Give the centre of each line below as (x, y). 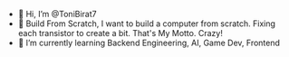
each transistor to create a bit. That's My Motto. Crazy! (120, 33)
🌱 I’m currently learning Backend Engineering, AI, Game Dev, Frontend (149, 43)
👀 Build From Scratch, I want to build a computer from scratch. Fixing (147, 24)
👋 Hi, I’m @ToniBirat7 (57, 14)
